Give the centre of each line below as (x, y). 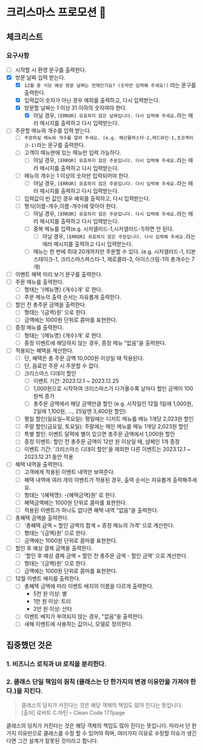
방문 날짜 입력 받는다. (40, 77)
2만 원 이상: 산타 (53, 609)
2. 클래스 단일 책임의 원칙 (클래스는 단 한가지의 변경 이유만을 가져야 (98, 681)
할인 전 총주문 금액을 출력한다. (51, 305)
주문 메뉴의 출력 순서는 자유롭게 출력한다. (73, 297)
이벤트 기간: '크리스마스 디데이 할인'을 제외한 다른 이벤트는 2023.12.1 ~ (107, 449)
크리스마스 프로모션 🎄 (56, 12)
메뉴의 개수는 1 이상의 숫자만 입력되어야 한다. (77, 175)
